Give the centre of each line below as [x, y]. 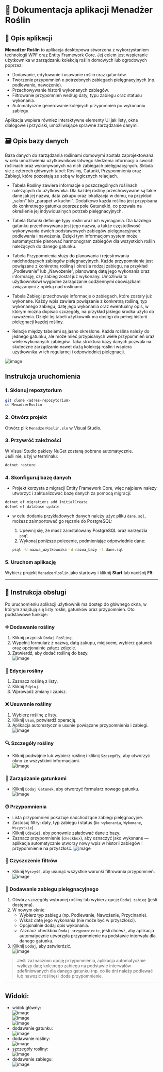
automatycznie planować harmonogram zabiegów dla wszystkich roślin [83, 241]
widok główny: [26, 1007]
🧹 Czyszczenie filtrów [31, 861]
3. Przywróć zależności [33, 440]
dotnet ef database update [32, 507]
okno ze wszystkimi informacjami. [46, 760]
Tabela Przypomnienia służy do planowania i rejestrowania [71, 256]
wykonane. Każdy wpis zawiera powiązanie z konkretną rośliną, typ [80, 301]
